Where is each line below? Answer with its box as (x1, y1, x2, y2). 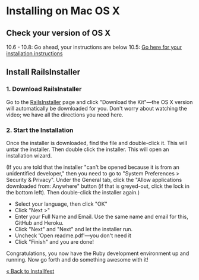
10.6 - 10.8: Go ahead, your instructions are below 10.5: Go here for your (6, 43, 182, 51)
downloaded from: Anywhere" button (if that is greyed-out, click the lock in (6, 183, 190, 190)
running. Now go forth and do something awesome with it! (6, 256, 149, 263)
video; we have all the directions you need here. (6, 111, 124, 118)
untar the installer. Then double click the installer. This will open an (6, 146, 169, 153)
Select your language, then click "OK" (14, 200, 108, 207)
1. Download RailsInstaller (6, 85, 82, 93)
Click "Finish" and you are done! (14, 238, 94, 245)
